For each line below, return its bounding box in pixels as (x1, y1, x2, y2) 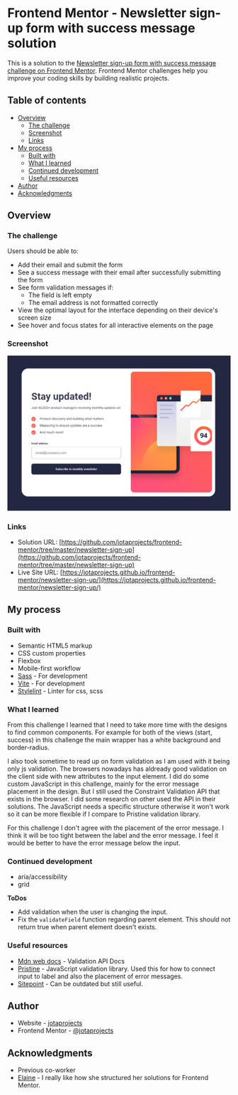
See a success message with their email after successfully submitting (17, 268, 221, 277)
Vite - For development (17, 679, 85, 688)
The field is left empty (28, 291, 92, 299)
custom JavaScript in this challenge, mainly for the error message (7, 779, 200, 788)
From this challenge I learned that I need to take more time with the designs (7, 720, 228, 729)
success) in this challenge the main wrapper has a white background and (7, 735, 221, 744)
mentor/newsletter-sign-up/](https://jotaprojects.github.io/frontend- (17, 575, 216, 584)
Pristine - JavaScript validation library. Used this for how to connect (17, 964, 216, 973)
